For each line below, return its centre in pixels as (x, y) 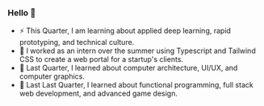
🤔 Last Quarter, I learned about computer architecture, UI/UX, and (128, 68)
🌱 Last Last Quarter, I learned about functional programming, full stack (136, 85)
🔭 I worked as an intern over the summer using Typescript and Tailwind (137, 51)
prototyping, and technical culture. (77, 43)
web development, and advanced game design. (98, 94)
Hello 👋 (22, 13)
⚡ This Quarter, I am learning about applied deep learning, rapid (125, 31)
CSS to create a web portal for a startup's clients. (101, 59)
